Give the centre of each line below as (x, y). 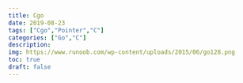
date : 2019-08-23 (37, 23)
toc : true (25, 60)
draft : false (30, 67)
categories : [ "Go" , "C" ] (47, 38)
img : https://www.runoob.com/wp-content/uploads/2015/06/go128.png (122, 52)
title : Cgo (26, 15)
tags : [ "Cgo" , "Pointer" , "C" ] (56, 30)
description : (30, 45)
